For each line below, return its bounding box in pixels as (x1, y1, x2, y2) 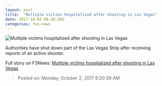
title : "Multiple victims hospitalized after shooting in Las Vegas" (5, 12, 157, 17)
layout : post (5, 7, 33, 13)
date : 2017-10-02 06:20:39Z (5, 17, 65, 22)
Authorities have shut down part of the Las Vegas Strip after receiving (5, 45, 151, 51)
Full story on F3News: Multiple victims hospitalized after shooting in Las (5, 60, 155, 66)
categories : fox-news (5, 21, 51, 27)
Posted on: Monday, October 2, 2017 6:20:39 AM (17, 75, 120, 81)
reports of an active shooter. (5, 50, 65, 56)
